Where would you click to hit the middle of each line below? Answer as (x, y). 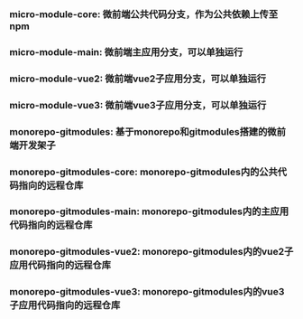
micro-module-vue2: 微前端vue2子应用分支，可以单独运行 (138, 79)
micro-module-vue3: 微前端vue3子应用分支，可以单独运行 (138, 105)
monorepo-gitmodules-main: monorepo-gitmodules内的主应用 (149, 211)
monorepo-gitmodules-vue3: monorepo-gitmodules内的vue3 (147, 292)
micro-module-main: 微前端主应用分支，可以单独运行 (126, 52)
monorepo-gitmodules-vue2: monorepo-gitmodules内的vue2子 (151, 252)
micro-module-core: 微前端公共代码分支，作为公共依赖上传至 (144, 14)
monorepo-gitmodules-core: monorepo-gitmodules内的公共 (143, 172)
